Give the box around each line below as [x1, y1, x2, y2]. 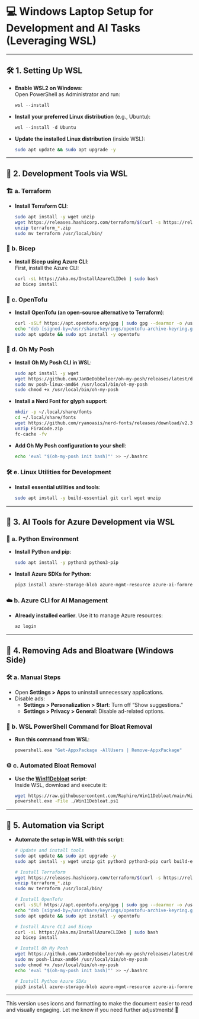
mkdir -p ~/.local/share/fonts [14, 409, 92, 415]
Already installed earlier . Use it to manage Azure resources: [14, 612, 163, 619]
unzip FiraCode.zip [14, 426, 63, 431]
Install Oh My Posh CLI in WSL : [14, 358, 92, 366]
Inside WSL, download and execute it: [14, 781, 107, 788]
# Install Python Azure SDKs [14, 978, 87, 984]
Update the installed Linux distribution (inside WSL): [14, 135, 146, 142]
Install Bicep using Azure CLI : [14, 258, 89, 265]
